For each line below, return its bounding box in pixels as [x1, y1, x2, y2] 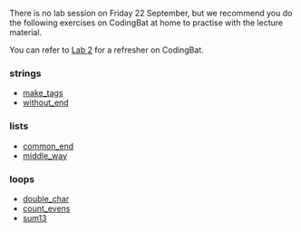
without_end [22, 97, 70, 108]
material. [9, 27, 43, 37]
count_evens [22, 203, 71, 214]
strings [9, 67, 43, 80]
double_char [22, 193, 70, 204]
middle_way [22, 150, 68, 161]
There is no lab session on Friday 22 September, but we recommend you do [9, 8, 293, 18]
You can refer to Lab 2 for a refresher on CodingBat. [9, 44, 204, 55]
